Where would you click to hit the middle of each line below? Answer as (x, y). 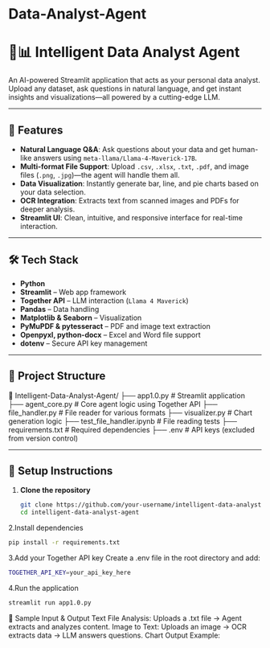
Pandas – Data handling (59, 309)
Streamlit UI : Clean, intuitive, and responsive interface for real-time (131, 217)
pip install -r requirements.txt (64, 543)
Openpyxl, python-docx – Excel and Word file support (110, 334)
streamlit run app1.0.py (50, 603)
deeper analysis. (47, 209)
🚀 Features (36, 130)
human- (245, 149)
